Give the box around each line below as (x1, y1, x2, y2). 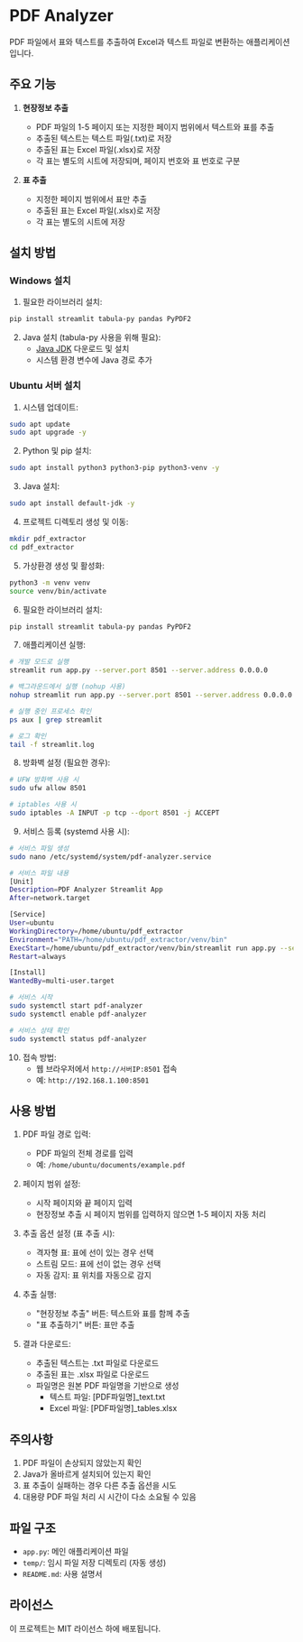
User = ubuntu (9, 918, 54, 927)
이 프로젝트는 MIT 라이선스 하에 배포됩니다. (9, 1623, 161, 1634)
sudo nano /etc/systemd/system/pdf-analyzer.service (9, 852, 212, 862)
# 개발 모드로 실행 (9, 658, 69, 667)
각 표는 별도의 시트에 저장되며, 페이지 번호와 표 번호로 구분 (35, 155, 241, 166)
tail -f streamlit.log (9, 740, 95, 749)
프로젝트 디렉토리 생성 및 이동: (22, 516, 129, 528)
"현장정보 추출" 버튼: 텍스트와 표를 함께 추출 (35, 1308, 191, 1319)
